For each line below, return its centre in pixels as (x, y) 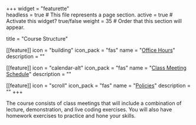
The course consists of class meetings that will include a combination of (94, 103)
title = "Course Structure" (37, 39)
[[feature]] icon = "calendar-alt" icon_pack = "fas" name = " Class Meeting (97, 68)
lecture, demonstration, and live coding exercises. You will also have (89, 109)
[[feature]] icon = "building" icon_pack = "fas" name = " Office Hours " (91, 50)
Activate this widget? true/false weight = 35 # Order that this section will (94, 21)
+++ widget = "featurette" (38, 9)
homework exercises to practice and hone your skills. (71, 116)
